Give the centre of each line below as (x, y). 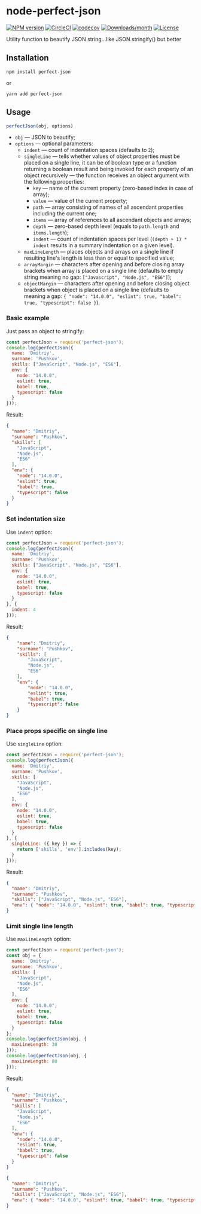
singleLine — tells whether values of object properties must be (102, 156)
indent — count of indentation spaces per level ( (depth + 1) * (110, 239)
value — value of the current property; (80, 201)
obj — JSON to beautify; (45, 137)
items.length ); (51, 233)
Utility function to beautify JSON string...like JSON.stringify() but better (94, 39)
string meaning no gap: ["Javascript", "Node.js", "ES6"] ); (98, 277)
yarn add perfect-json (34, 94)
